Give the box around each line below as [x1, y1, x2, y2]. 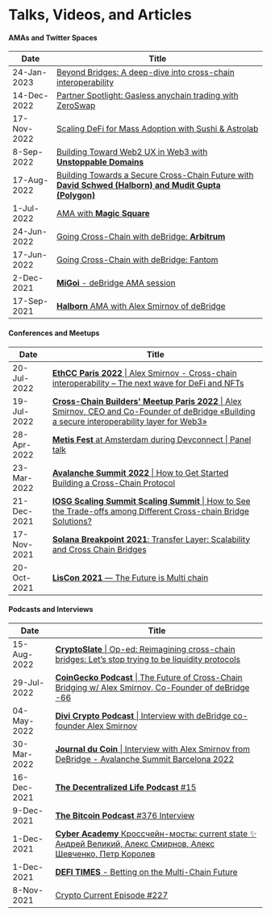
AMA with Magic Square [56, 208, 151, 219]
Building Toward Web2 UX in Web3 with [56, 147, 208, 158]
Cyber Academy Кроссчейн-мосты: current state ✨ [55, 828, 256, 839]
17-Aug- [12, 175, 49, 186]
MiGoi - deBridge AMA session [56, 277, 176, 289]
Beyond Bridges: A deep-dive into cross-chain [56, 67, 236, 78]
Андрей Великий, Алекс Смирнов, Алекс [55, 838, 215, 849]
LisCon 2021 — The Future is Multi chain [52, 572, 209, 583]
